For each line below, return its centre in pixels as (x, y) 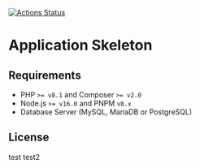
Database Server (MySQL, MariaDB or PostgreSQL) (106, 112)
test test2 (24, 157)
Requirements (45, 75)
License (29, 138)
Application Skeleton (80, 45)
